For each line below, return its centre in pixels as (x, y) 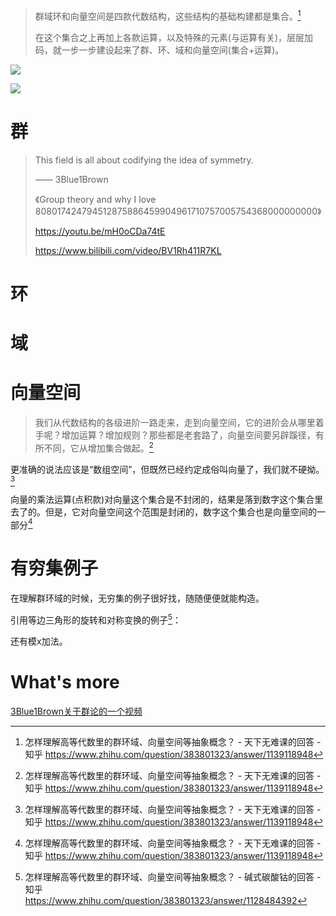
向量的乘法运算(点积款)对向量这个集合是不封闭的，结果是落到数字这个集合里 (167, 499)
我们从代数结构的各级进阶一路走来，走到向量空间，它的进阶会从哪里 (175, 422)
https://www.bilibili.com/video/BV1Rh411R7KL (128, 250)
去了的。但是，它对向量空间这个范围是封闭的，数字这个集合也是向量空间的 (163, 511)
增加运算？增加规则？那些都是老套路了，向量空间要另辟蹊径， (188, 435)
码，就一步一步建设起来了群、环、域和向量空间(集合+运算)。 (159, 50)
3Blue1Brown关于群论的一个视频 (76, 711)
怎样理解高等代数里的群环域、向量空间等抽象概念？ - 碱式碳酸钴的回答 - (173, 876)
